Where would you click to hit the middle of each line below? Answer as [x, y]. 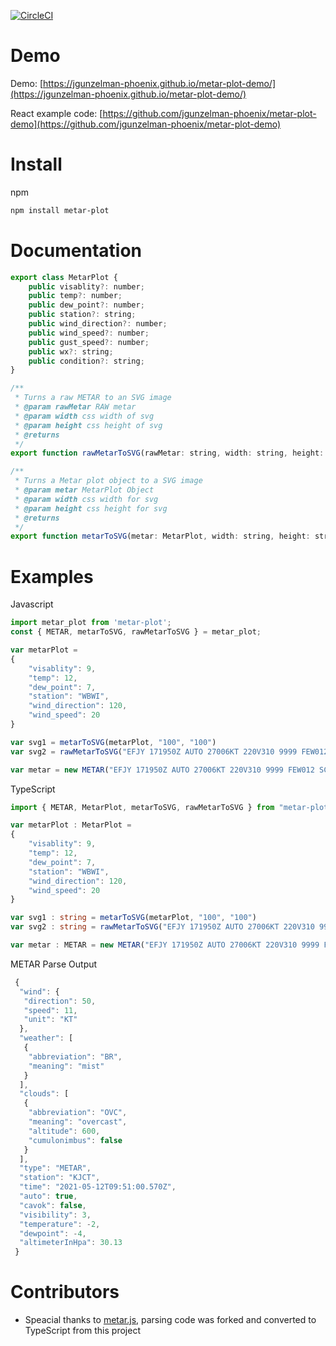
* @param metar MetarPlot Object [84, 490]
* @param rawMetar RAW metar [75, 407]
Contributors [65, 1292]
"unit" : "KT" [50, 1020]
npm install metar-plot [60, 210]
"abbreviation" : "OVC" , [78, 1113]
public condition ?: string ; [86, 361]
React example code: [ [56, 113]
